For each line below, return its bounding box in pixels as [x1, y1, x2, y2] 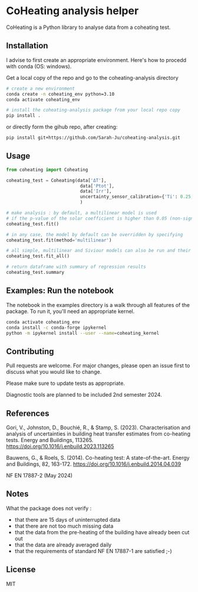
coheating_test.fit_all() [6, 253, 70, 259]
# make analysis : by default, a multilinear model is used [6, 210, 157, 216]
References [6, 408, 49, 418]
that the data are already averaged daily [14, 541, 112, 548]
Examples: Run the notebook [6, 286, 114, 296]
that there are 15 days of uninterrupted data [14, 516, 121, 523]
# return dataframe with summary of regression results [6, 264, 146, 270]
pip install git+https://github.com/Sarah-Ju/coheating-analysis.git [6, 135, 181, 141]
